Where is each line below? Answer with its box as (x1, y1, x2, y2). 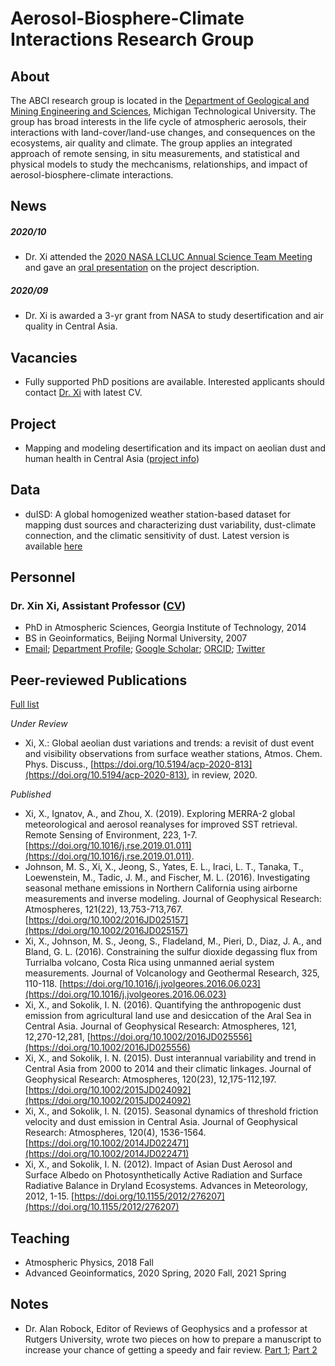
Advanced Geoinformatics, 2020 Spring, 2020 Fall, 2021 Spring (24, 1267, 287, 1279)
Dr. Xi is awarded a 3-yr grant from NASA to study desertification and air (24, 310, 324, 322)
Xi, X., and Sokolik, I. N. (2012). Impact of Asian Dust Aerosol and (24, 1158, 293, 1171)
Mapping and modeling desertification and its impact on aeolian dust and (24, 442, 327, 454)
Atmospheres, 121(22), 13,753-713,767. (24, 903, 183, 916)
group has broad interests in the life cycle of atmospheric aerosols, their (10, 116, 307, 127)
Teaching (10, 1230, 70, 1247)
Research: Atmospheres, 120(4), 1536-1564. (24, 1127, 207, 1139)
